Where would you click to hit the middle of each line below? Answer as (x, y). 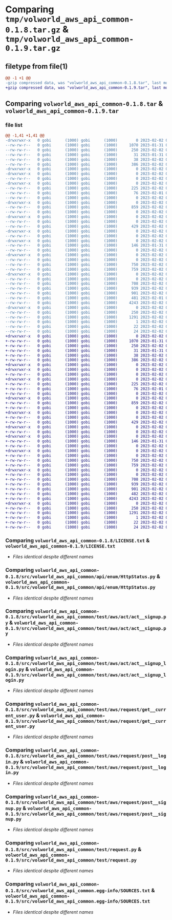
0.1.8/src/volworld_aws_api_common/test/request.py (71, 849)
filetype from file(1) (37, 66)
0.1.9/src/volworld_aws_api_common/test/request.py (71, 860)
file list (14, 125)
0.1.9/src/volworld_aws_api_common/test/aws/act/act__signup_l (86, 675)
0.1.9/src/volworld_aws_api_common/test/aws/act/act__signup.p (86, 628)
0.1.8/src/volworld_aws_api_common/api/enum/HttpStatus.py (80, 577)
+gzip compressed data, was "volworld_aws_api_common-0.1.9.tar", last (83, 88)
